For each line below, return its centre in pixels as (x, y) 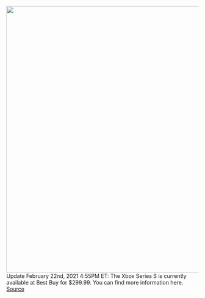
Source (15, 289)
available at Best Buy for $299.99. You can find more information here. (95, 282)
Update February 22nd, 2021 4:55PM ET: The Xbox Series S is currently (97, 276)
